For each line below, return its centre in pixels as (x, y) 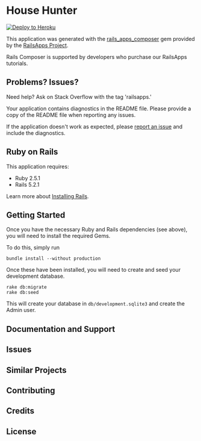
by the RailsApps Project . (37, 45)
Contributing (31, 390)
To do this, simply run (33, 248)
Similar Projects (37, 370)
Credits (20, 411)
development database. (36, 276)
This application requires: (38, 166)
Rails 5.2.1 (27, 184)
